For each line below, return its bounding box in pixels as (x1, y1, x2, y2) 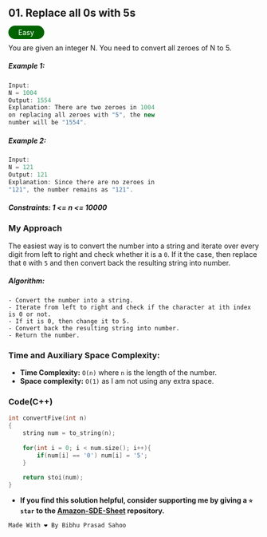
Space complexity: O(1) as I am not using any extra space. (19, 376, 214, 385)
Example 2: (8, 136, 46, 145)
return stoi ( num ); (22, 474, 84, 482)
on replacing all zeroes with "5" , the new (8, 111, 155, 119)
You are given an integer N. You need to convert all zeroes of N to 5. (8, 43, 232, 53)
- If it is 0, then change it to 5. (8, 317, 130, 326)
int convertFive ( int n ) (8, 414, 88, 422)
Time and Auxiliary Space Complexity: (8, 349, 160, 361)
